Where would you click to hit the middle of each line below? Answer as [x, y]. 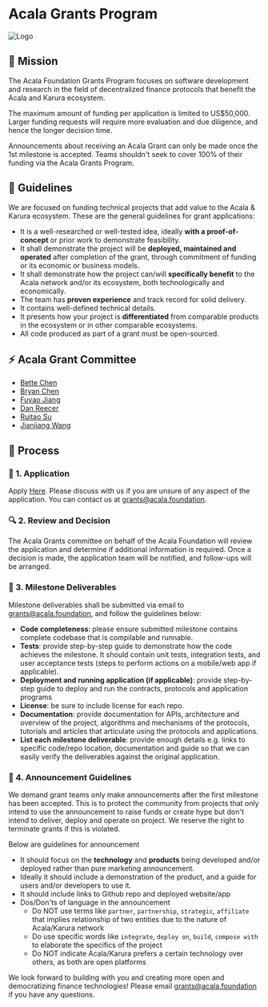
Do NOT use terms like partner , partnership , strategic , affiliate [140, 911]
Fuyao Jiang [40, 400]
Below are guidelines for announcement [74, 844]
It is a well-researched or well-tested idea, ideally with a [112, 231]
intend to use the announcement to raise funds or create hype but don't [126, 812]
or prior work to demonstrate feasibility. [115, 240]
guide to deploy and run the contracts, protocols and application [142, 688]
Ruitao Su [36, 417]
